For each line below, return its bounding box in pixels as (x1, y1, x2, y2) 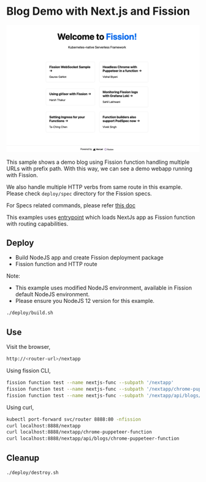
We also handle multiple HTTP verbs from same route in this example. (6, 183, 183, 191)
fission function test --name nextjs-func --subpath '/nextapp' (6, 380, 174, 386)
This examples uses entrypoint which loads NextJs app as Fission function (6, 213, 195, 221)
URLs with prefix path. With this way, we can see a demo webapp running (6, 164, 193, 172)
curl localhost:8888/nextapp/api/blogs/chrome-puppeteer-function (6, 435, 180, 442)
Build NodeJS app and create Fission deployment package (15, 254, 164, 261)
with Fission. (6, 171, 39, 178)
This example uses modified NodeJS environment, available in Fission (15, 284, 192, 292)
